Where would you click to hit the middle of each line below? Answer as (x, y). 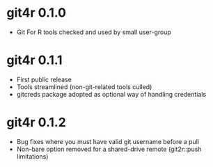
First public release (44, 79)
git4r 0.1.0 (37, 13)
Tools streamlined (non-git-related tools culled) (84, 87)
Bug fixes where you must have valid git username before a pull (108, 141)
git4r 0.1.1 (35, 60)
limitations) (32, 156)
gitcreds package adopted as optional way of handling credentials (111, 94)
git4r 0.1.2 (37, 122)
